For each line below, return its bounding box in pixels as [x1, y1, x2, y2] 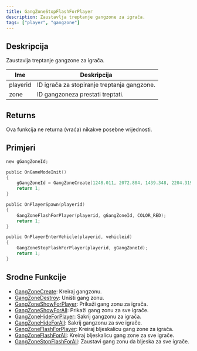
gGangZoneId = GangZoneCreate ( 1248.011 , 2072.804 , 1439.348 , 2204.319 [16, 180, 193, 186]
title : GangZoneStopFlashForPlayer [6, 8, 93, 15]
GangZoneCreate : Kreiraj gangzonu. [14, 288, 102, 295]
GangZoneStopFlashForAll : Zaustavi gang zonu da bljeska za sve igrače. [14, 337, 189, 345]
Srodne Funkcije [6, 272, 67, 282]
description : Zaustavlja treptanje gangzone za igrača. [6, 14, 145, 20]
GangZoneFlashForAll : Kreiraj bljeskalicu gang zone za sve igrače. [14, 332, 175, 339]
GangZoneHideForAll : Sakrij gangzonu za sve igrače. [14, 319, 142, 326]
